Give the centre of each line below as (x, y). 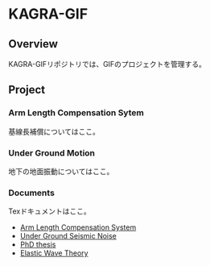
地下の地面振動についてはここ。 (61, 171)
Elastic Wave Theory (54, 253)
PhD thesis (38, 245)
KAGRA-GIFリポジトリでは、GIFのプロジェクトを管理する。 (107, 64)
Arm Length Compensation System (78, 227)
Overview (33, 44)
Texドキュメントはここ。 (49, 211)
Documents (31, 193)
